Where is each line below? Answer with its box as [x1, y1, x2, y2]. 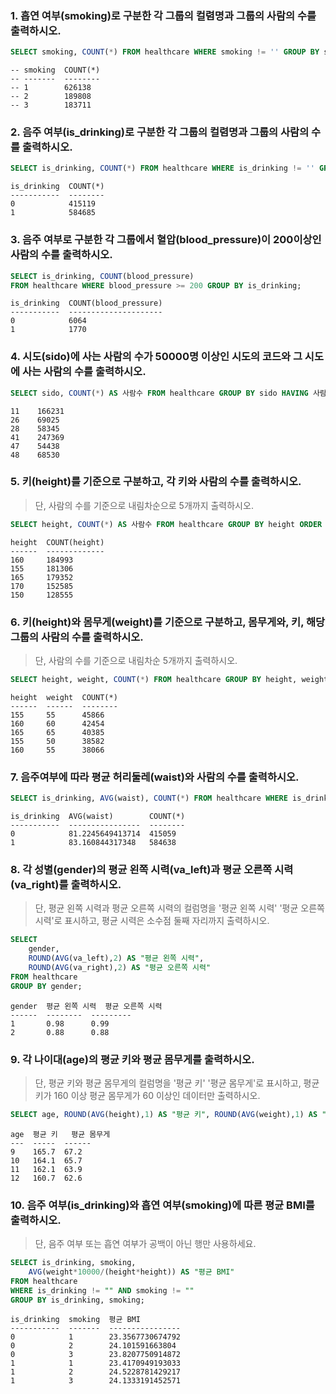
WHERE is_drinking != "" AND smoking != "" [10, 1285, 195, 1296]
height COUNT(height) [10, 537, 105, 547]
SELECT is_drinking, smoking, [10, 1258, 137, 1268]
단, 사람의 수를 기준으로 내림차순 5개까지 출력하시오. [34, 655, 238, 667]
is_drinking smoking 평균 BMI [10, 1315, 142, 1325]
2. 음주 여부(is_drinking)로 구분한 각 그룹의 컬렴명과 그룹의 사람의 [10, 125, 310, 139]
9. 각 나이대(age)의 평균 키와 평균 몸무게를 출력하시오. [10, 1052, 255, 1066]
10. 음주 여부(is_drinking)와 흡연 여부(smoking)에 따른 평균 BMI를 [10, 1198, 315, 1212]
